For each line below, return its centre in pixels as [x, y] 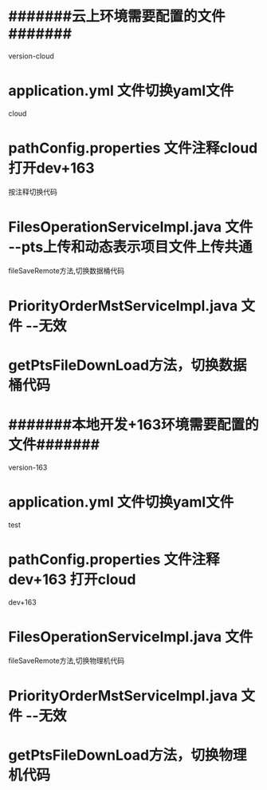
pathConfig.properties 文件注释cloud [133, 148]
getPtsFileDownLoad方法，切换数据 [128, 365]
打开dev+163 [51, 168]
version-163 [28, 467]
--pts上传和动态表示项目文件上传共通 [130, 247]
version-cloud [31, 56]
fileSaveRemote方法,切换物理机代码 [67, 661]
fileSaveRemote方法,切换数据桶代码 [67, 270]
